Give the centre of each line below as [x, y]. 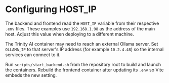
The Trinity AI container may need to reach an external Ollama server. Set [82, 44]
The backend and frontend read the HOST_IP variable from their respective [82, 23]
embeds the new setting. [31, 75]
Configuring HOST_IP [51, 9]
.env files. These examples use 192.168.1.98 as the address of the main [80, 28]
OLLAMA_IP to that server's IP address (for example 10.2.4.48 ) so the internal [85, 49]
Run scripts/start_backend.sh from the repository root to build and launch [83, 64]
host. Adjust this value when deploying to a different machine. [70, 34]
